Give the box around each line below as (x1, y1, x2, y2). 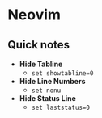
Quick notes (7, 38, 70, 52)
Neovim (7, 6, 62, 24)
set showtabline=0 (31, 70, 94, 78)
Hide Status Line (19, 94, 76, 103)
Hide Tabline (19, 59, 63, 69)
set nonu (31, 86, 62, 95)
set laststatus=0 (31, 103, 91, 112)
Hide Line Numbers (19, 77, 86, 86)
